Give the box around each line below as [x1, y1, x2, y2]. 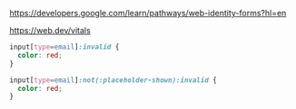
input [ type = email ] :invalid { [9, 42, 120, 51]
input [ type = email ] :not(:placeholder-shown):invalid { [9, 76, 218, 85]
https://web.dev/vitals [9, 25, 91, 35]
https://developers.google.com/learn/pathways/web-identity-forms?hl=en [9, 8, 287, 18]
